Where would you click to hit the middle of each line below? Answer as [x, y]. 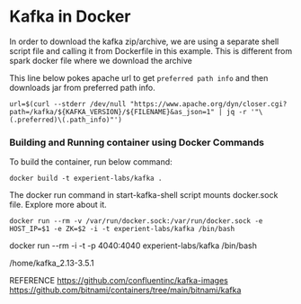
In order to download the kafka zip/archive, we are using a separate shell [144, 41]
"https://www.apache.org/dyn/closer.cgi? [208, 104]
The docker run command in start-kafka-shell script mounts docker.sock [144, 195]
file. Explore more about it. [58, 205]
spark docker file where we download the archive [101, 60]
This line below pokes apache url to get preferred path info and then [139, 77]
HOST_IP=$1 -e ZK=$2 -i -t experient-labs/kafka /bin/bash [122, 229]
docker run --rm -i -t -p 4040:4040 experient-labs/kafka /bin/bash [133, 246]
